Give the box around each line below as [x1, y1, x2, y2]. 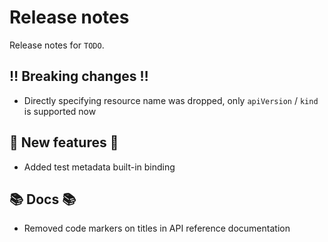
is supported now [23, 105, 97, 117]
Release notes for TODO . [9, 39, 105, 51]
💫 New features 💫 [9, 134, 119, 151]
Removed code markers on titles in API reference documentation [23, 222, 291, 235]
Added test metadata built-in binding [23, 161, 176, 173]
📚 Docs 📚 [9, 191, 77, 208]
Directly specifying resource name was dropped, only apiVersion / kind [23, 94, 319, 106]
